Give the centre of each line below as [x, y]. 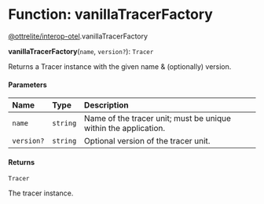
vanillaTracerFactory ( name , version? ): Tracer [81, 51]
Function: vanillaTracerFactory [111, 15]
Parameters [27, 85]
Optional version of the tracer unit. [147, 141]
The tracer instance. [41, 193]
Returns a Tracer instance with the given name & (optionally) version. [120, 66]
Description [106, 105]
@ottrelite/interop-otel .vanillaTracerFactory [78, 36]
